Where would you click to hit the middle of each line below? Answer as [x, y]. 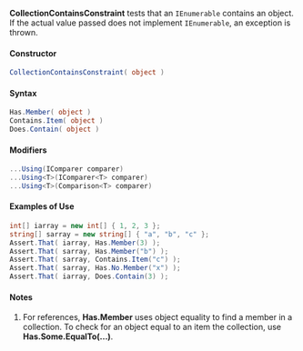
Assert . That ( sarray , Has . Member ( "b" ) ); [89, 251]
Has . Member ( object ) [50, 113]
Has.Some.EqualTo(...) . [68, 336]
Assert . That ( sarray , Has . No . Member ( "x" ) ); [95, 268]
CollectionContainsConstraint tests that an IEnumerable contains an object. [151, 13]
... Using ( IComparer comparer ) [67, 169]
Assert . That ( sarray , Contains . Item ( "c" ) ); [95, 260]
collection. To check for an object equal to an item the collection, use [152, 327]
